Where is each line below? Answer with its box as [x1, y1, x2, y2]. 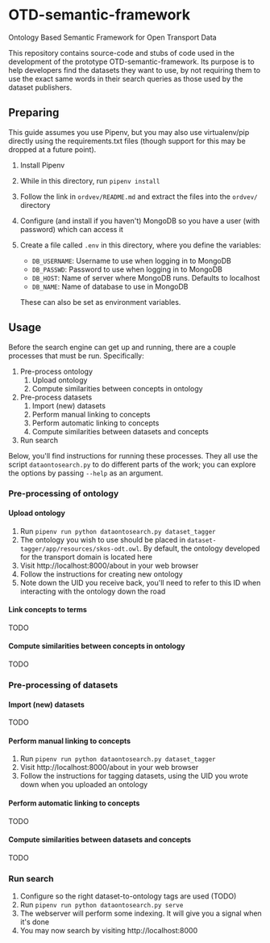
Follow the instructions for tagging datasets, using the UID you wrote [19, 771, 248, 781]
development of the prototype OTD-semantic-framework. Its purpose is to [8, 57, 255, 66]
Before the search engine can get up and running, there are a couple [8, 342, 236, 352]
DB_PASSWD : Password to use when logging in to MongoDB [31, 264, 223, 274]
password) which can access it [19, 224, 123, 234]
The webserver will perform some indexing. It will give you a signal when [19, 908, 262, 919]
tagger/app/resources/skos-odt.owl [19, 544, 140, 553]
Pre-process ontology [19, 366, 93, 376]
